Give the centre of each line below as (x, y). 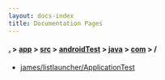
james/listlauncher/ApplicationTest (77, 67)
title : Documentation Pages (56, 23)
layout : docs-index (41, 16)
